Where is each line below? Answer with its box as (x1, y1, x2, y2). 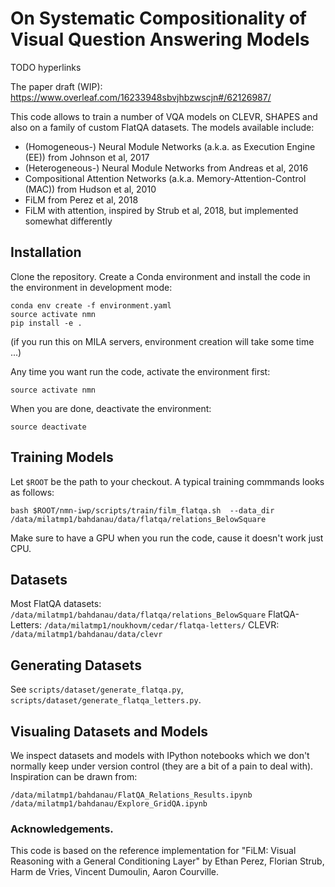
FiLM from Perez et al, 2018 (24, 193, 139, 206)
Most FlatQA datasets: (10, 598, 102, 610)
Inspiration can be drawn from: (10, 771, 138, 782)
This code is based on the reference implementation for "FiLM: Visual (10, 845, 297, 857)
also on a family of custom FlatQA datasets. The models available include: (10, 121, 315, 133)
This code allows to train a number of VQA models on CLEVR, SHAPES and (10, 110, 318, 122)
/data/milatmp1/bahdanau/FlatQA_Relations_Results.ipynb (10, 790, 253, 800)
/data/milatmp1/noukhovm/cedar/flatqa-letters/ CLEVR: (43, 619, 280, 631)
